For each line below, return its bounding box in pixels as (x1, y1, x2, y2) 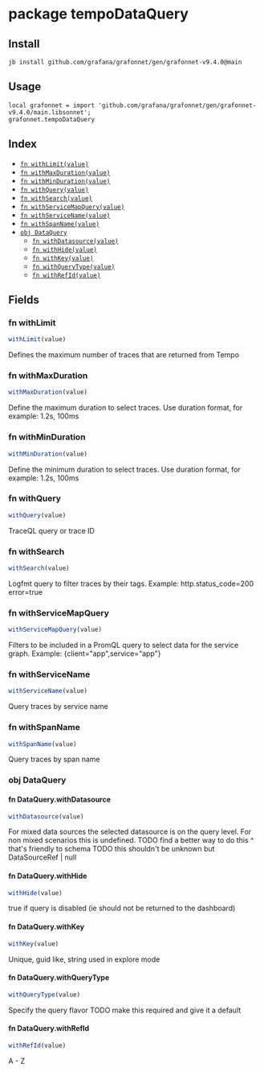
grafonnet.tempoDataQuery (8, 115, 95, 123)
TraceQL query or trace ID (8, 526, 95, 535)
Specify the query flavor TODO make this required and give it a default (8, 1005, 242, 1015)
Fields (8, 293, 40, 307)
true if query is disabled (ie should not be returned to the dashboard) (8, 903, 236, 913)
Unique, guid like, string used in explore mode (8, 954, 160, 964)
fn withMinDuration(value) (19, 177, 111, 185)
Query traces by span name (8, 754, 100, 765)
